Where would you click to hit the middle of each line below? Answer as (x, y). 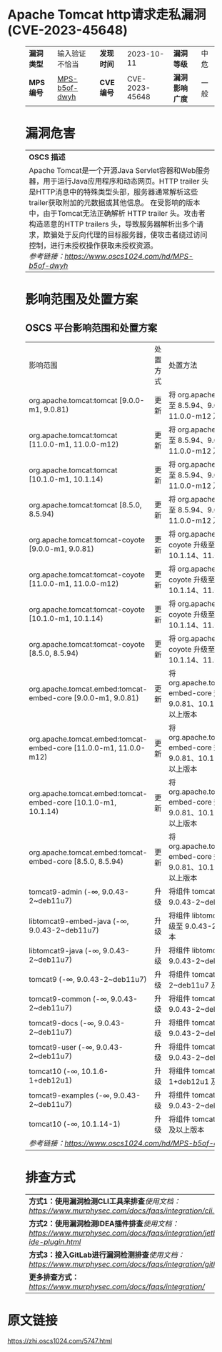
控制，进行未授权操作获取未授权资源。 (94, 245)
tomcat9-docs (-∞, (62, 1023)
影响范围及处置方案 (82, 300)
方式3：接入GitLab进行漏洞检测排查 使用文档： (107, 1255)
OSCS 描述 (47, 156)
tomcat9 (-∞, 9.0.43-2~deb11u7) (88, 979)
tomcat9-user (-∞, (62, 1047)
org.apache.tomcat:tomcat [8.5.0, (85, 504)
